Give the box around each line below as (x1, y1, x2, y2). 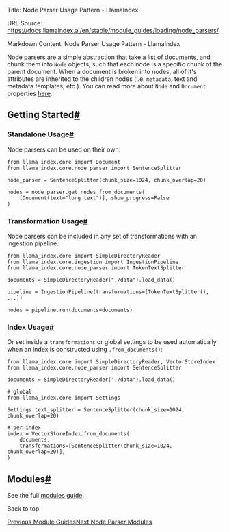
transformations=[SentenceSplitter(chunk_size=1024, (19, 442, 173, 450)
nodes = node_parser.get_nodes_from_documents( (7, 189, 146, 195)
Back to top (7, 505, 40, 513)
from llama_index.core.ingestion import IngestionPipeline (7, 258, 179, 265)
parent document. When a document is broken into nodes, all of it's (7, 68, 197, 75)
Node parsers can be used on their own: (7, 145, 121, 154)
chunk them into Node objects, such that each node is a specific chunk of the (7, 60, 223, 68)
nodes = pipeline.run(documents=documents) (7, 306, 133, 313)
